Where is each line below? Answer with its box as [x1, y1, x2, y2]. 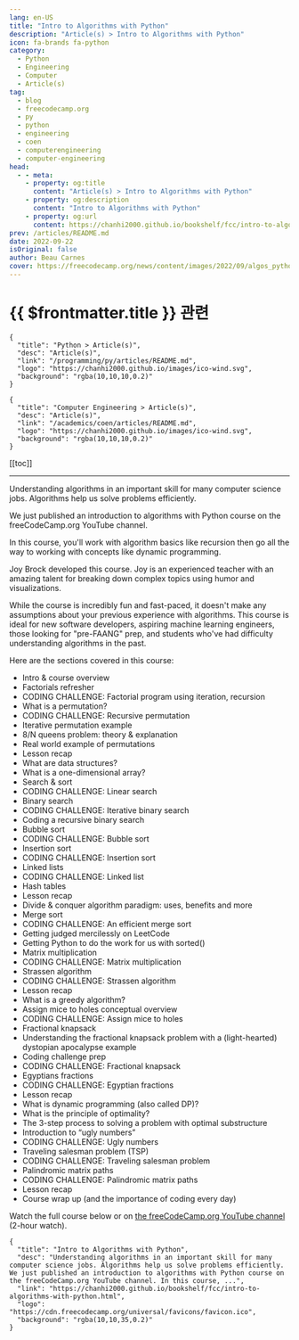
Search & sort [21, 777, 73, 787]
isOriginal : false [9, 245, 77, 254]
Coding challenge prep [21, 1051, 107, 1062]
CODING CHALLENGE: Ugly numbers [21, 1136, 158, 1147]
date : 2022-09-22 [9, 237, 74, 246]
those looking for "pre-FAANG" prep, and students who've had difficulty [9, 628, 274, 638]
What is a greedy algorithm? [21, 994, 126, 1005]
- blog [17, 95, 42, 105]
